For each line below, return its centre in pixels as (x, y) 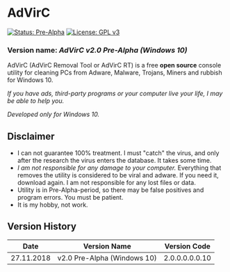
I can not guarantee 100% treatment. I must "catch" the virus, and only (118, 153)
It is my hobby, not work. (52, 205)
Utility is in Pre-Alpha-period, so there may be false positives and (110, 190)
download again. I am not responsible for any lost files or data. (106, 183)
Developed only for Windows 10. (54, 114)
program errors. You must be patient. (70, 198)
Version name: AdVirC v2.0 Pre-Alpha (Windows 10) (97, 50)
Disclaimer (31, 136)
